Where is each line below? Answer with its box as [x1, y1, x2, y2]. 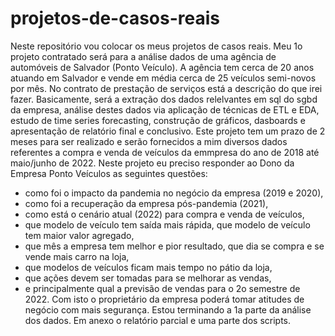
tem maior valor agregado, [24, 229, 135, 241]
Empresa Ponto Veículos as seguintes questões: [10, 167, 208, 179]
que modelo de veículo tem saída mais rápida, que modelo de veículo [24, 218, 311, 231]
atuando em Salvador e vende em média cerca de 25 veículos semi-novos [10, 72, 317, 84]
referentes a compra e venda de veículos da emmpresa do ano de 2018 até [10, 146, 320, 158]
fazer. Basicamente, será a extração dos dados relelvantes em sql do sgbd [10, 93, 318, 105]
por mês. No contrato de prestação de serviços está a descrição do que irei [10, 82, 323, 94]
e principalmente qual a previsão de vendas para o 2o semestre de [24, 282, 301, 294]
